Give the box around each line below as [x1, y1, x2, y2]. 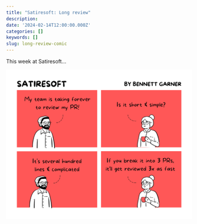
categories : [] [6, 28, 44, 34]
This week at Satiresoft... [6, 58, 67, 65]
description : [6, 15, 38, 22]
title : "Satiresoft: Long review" [6, 9, 91, 15]
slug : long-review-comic [6, 41, 67, 47]
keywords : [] [6, 34, 38, 41]
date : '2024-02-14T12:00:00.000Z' [6, 22, 91, 28]
